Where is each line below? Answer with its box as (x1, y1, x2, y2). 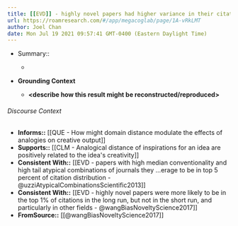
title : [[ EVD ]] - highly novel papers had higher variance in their (7, 10, 214, 18)
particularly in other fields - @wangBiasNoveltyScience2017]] (17, 203, 198, 212)
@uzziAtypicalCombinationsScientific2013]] (17, 181, 147, 189)
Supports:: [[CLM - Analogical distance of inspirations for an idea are (17, 143, 221, 152)
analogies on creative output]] (17, 136, 106, 145)
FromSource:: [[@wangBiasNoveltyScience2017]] (17, 211, 164, 220)
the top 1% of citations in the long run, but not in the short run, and (17, 196, 212, 205)
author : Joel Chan (7, 23, 62, 30)
